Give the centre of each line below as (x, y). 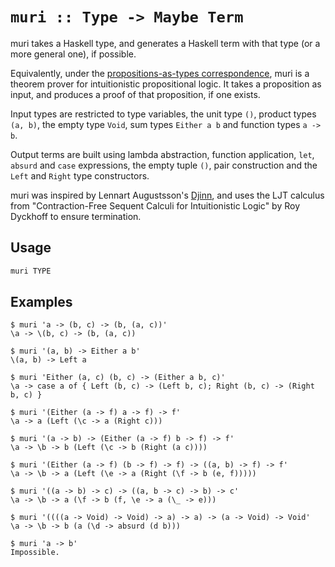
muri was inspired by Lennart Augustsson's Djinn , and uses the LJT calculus (167, 195)
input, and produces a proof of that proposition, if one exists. (135, 94)
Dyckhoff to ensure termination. (76, 216)
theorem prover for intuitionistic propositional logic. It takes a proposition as (166, 84)
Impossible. (35, 553)
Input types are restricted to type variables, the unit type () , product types (163, 114)
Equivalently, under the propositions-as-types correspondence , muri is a (160, 73)
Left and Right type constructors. (80, 175)
